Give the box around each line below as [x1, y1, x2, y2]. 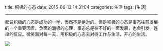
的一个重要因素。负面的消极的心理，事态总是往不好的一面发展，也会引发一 [5, 25, 154, 31]
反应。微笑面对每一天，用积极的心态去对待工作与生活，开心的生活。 [13, 31, 149, 37]
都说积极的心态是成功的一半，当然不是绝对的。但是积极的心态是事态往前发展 [5, 19, 158, 25]
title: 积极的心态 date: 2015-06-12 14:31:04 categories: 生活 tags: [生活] [5, 4, 147, 10]
